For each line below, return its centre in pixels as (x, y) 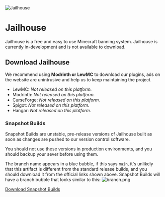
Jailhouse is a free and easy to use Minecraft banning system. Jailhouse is (82, 41)
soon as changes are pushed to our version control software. (68, 139)
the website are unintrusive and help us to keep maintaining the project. (78, 79)
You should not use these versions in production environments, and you (79, 149)
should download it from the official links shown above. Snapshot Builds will (83, 174)
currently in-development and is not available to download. (65, 47)
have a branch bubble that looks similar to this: (53, 180)
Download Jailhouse (38, 62)
